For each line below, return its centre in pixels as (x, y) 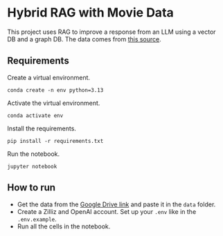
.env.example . (37, 219)
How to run (32, 188)
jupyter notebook (32, 166)
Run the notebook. (34, 154)
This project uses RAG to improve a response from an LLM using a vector (111, 32)
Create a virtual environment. (49, 77)
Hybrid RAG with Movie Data (91, 13)
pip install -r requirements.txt (55, 141)
